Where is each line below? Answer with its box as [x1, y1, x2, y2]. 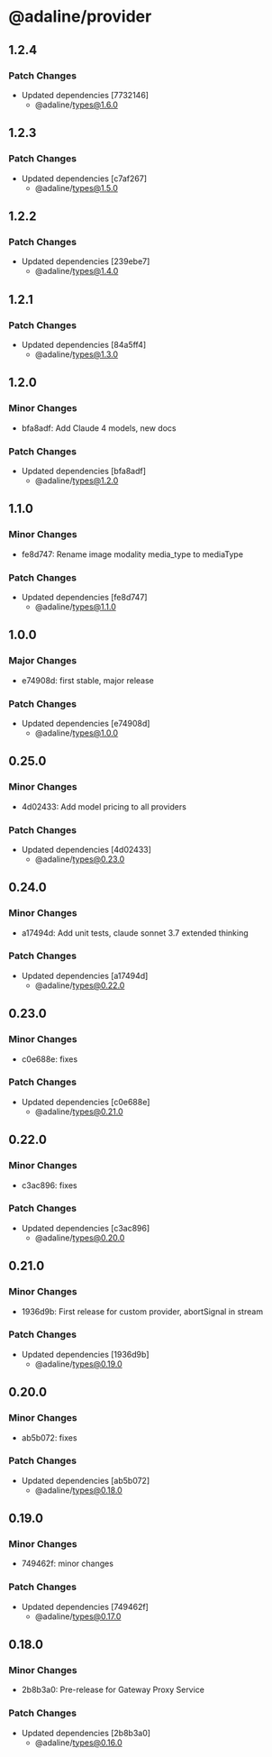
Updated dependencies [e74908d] [21, 718, 150, 728]
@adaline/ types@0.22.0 [34, 980, 125, 991]
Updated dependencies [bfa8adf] [21, 465, 146, 476]
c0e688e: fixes [21, 1053, 78, 1065]
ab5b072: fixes [21, 1432, 77, 1443]
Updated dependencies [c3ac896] [21, 1222, 150, 1233]
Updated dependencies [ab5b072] [21, 1475, 150, 1486]
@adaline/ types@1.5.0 [34, 182, 119, 193]
